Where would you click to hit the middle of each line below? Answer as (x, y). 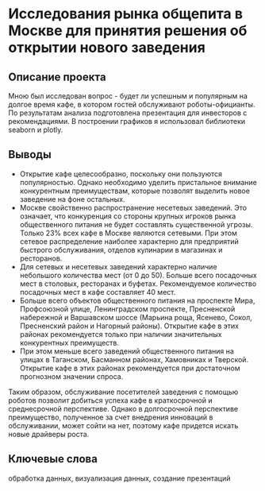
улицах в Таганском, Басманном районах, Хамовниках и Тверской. (134, 359)
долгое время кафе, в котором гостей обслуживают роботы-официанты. (132, 104)
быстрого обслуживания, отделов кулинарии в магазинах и (121, 249)
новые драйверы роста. (49, 434)
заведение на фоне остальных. (72, 199)
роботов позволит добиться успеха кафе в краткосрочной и (110, 400)
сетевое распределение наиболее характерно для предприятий (129, 241)
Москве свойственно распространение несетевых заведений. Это (133, 207)
